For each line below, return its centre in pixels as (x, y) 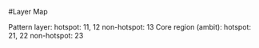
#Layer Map (28, 12)
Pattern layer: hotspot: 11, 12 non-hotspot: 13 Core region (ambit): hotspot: (130, 27)
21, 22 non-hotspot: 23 (46, 36)
